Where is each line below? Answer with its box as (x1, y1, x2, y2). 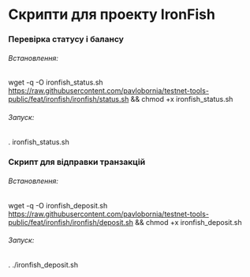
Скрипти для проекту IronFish (8, 6, 215, 24)
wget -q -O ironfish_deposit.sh (8, 200, 108, 210)
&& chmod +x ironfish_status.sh (130, 95, 233, 104)
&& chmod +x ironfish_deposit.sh (135, 217, 242, 226)
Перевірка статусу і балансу (8, 34, 125, 45)
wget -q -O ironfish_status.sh (8, 77, 104, 88)
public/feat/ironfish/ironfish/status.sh (8, 95, 129, 104)
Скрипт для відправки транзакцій (8, 156, 146, 167)
